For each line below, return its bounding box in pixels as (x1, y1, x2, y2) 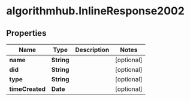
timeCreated (9, 85, 46, 93)
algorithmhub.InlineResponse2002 (6, 4, 185, 18)
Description (74, 46, 110, 54)
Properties (6, 28, 47, 38)
